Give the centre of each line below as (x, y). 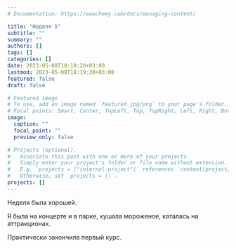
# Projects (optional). (42, 150)
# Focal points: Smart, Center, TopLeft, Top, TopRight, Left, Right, (113, 111)
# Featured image (33, 98)
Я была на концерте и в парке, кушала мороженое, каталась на (103, 216)
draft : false (26, 85)
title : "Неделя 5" (34, 26)
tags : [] (20, 53)
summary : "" (25, 39)
